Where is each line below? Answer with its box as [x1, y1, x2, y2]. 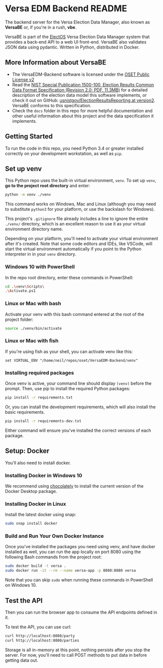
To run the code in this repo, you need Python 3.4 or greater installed [5, 145, 144, 151]
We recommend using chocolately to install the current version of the [5, 483, 144, 489]
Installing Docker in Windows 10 [5, 472, 83, 479]
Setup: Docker [5, 447, 50, 455]
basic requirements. [5, 409, 45, 415]
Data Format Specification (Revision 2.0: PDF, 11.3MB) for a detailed [12, 87, 148, 93]
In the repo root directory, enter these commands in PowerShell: [5, 274, 134, 280]
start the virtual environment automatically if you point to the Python [5, 246, 142, 252]
